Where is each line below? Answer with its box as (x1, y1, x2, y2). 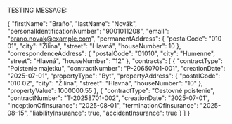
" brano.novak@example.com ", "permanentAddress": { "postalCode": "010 (7, 34, 222, 43)
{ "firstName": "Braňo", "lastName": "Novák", (7, 20, 137, 27)
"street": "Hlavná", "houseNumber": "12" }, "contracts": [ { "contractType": (7, 57, 223, 65)
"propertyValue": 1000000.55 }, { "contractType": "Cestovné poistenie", (7, 87, 215, 95)
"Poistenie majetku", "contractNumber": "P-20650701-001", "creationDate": (7, 64, 226, 72)
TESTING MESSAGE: (7, 6, 67, 14)
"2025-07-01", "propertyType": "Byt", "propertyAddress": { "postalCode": (7, 71, 220, 80)
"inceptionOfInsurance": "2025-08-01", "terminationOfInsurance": (7, 102, 199, 109)
